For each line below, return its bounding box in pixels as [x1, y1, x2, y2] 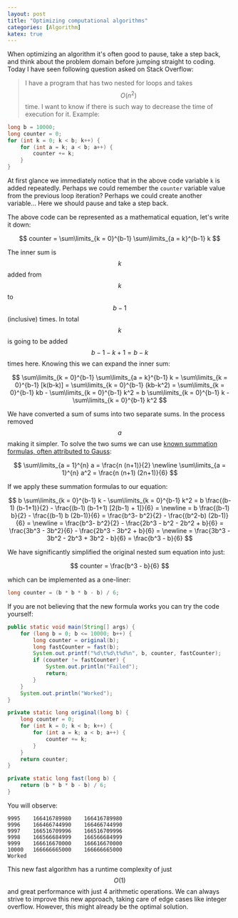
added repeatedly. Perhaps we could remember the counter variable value [7, 184, 226, 192]
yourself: [7, 609, 33, 618]
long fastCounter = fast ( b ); [33, 643, 120, 651]
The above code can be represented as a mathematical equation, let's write [7, 213, 229, 222]
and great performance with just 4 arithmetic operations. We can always [7, 887, 219, 895]
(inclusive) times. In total [7, 315, 80, 324]
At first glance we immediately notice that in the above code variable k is [7, 176, 221, 185]
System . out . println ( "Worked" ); [20, 689, 113, 697]
